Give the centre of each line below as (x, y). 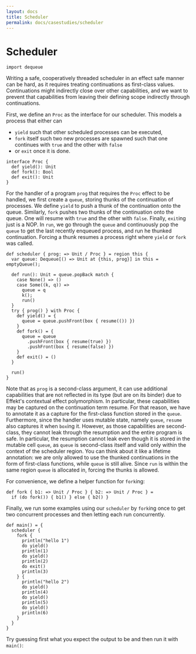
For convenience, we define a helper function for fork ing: (75, 482)
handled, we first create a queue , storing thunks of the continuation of (90, 200)
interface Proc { (27, 162)
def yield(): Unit (34, 167)
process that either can (34, 121)
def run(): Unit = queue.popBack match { (63, 275)
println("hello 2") (45, 582)
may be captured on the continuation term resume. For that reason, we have (98, 407)
